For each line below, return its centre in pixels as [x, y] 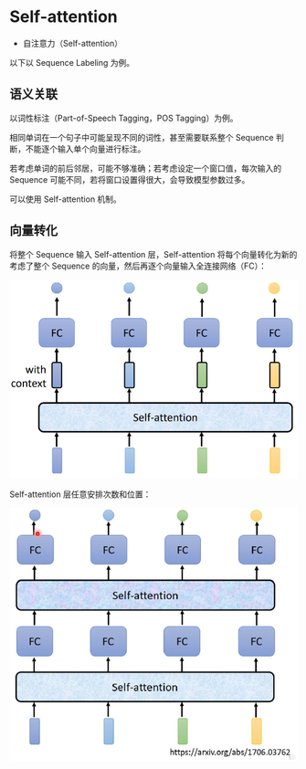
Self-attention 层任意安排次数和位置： [80, 494]
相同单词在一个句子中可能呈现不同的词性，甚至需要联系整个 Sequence [142, 137]
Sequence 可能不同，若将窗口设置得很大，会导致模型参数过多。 [130, 179]
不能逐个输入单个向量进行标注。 [85, 149]
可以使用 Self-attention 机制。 [65, 199]
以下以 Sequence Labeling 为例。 [72, 62]
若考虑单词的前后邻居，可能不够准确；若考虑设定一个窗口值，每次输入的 [145, 168]
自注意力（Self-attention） [73, 43]
